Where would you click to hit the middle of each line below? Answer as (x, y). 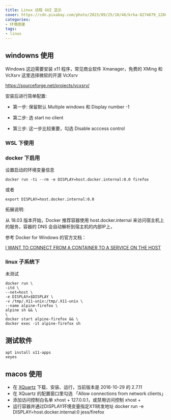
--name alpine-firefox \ (32, 306)
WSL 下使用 (20, 143)
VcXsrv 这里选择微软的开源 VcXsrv (41, 75)
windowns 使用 (30, 56)
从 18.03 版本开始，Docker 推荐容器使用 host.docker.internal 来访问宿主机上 (85, 220)
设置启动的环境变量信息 (30, 170)
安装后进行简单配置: (26, 96)
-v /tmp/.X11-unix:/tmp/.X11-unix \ (44, 301)
